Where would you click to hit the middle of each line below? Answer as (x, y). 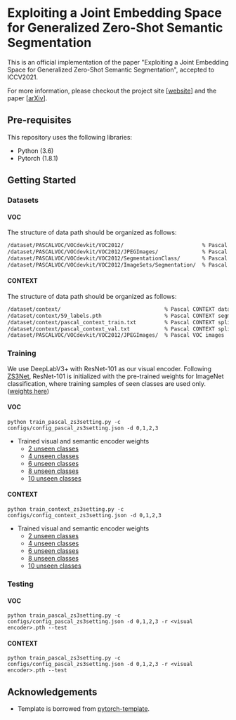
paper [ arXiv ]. (27, 98)
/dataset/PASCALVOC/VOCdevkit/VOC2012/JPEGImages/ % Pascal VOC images (116, 335)
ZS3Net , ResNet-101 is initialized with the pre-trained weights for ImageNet (116, 376)
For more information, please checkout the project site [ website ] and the (112, 91)
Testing (20, 584)
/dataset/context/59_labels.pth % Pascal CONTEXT (111, 316)
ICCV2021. (23, 77)
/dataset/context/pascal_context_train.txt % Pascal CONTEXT (111, 322)
